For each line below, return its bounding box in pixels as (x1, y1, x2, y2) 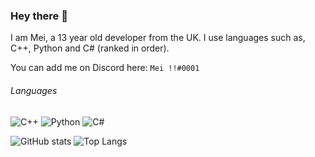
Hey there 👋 (10, 9, 68, 23)
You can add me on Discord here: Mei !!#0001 (10, 62, 200, 74)
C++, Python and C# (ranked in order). (10, 42, 170, 54)
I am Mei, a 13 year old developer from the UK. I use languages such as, (10, 32, 306, 44)
